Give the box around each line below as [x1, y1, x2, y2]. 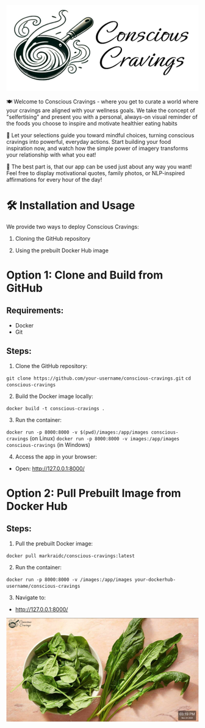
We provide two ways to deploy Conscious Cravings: [6, 223, 139, 230]
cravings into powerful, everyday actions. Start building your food [6, 138, 171, 145]
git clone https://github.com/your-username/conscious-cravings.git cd [6, 375, 191, 381]
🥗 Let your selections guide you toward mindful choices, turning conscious [6, 131, 195, 139]
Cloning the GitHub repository [15, 235, 90, 242]
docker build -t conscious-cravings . [6, 405, 105, 411]
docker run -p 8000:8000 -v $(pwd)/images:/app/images [6, 429, 149, 435]
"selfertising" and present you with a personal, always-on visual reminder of [6, 113, 198, 121]
